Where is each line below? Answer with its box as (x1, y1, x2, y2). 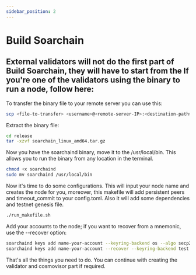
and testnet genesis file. (6, 201, 64, 208)
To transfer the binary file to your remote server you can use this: (6, 100, 163, 107)
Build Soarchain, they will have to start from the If (6, 66, 190, 76)
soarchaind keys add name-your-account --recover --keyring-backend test (6, 246, 190, 252)
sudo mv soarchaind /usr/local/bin (6, 172, 93, 178)
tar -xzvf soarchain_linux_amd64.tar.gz (6, 138, 106, 144)
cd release (6, 133, 33, 139)
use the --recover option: (6, 229, 67, 236)
